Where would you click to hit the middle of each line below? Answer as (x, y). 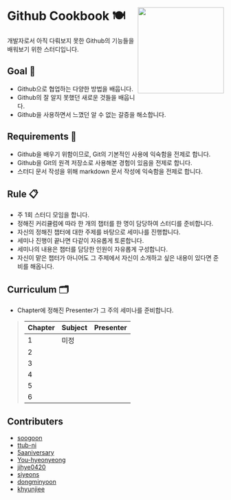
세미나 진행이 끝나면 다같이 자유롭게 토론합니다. (80, 241)
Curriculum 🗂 (38, 289)
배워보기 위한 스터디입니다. (43, 49)
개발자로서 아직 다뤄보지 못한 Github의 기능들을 (71, 41)
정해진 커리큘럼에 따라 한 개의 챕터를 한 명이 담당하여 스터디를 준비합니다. (115, 224)
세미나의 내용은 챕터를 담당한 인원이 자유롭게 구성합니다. (92, 249)
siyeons (28, 474)
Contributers (35, 421)
